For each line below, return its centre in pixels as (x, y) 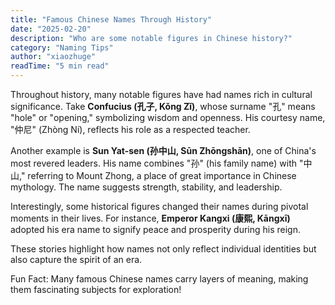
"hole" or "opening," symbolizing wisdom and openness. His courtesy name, (168, 117)
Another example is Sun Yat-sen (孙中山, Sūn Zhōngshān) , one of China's (163, 150)
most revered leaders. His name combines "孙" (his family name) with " (157, 163)
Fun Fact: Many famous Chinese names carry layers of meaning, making (159, 279)
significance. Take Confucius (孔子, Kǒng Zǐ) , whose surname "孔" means (163, 106)
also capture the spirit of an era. (76, 259)
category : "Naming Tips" (62, 47)
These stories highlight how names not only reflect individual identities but (163, 249)
